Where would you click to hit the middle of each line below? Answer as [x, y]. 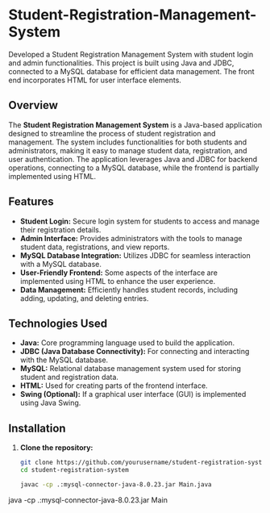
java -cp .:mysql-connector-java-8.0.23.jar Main [88, 500]
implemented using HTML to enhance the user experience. [118, 281]
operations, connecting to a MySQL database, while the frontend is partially [134, 168]
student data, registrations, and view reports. [95, 247]
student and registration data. [69, 377]
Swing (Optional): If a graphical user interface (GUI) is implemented [133, 394]
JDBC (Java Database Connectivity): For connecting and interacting [135, 352]
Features [31, 202]
